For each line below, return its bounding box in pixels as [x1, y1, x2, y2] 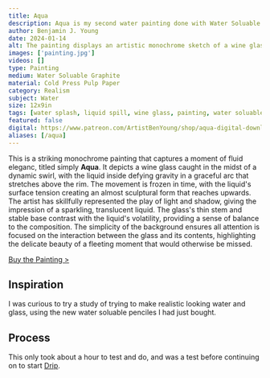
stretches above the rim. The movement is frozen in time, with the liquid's [8, 179, 252, 189]
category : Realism [8, 86, 70, 95]
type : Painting [8, 64, 59, 72]
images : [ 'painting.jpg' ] [8, 49, 95, 57]
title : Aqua [8, 11, 48, 20]
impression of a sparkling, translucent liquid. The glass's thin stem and [8, 204, 243, 214]
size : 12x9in [8, 101, 52, 109]
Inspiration [8, 278, 64, 292]
